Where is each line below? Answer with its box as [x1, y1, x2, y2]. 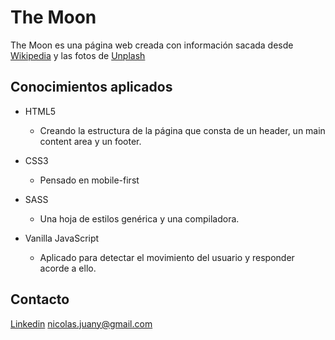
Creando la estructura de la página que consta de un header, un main [39, 124, 326, 136]
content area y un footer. [39, 135, 142, 147]
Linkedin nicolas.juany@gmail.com [10, 317, 153, 330]
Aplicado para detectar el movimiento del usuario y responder [39, 251, 295, 263]
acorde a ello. [39, 262, 97, 274]
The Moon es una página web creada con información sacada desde [10, 39, 294, 51]
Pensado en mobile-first [39, 174, 140, 186]
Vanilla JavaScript [24, 232, 100, 244]
